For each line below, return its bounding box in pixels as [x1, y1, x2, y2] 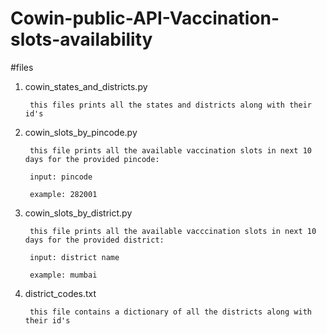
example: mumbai [29, 270, 98, 280]
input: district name [29, 252, 120, 262]
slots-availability [10, 28, 153, 51]
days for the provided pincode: [24, 154, 160, 164]
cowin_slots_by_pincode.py [24, 126, 138, 138]
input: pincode [29, 172, 93, 182]
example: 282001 [29, 189, 98, 199]
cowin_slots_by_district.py [24, 207, 133, 219]
